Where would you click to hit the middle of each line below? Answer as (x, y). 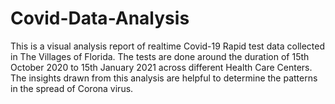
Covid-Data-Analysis (100, 18)
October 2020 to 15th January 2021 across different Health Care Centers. (161, 67)
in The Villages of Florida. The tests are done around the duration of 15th (160, 56)
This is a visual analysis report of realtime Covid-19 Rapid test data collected (168, 46)
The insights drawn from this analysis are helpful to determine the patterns (164, 78)
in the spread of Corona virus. (72, 88)
